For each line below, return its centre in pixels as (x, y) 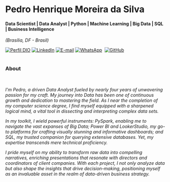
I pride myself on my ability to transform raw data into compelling (74, 152)
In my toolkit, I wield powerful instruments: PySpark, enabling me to (76, 121)
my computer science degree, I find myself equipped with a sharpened (79, 105)
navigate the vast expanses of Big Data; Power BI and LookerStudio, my (81, 126)
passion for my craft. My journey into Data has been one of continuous (79, 95)
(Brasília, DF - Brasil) (27, 40)
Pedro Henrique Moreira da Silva (75, 9)
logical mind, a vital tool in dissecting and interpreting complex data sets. (82, 111)
